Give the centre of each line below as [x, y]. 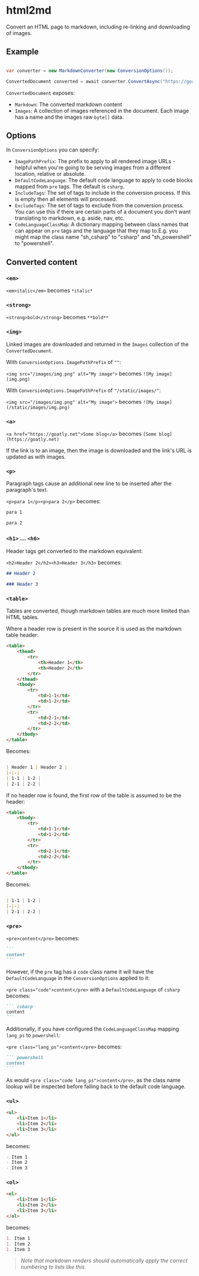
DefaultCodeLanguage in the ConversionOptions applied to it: [78, 978]
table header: [23, 635]
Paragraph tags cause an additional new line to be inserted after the [89, 484]
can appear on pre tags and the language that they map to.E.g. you [96, 231]
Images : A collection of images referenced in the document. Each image [102, 110]
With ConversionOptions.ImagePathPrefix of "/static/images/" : [84, 390]
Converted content [42, 262]
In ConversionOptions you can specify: [53, 150]
